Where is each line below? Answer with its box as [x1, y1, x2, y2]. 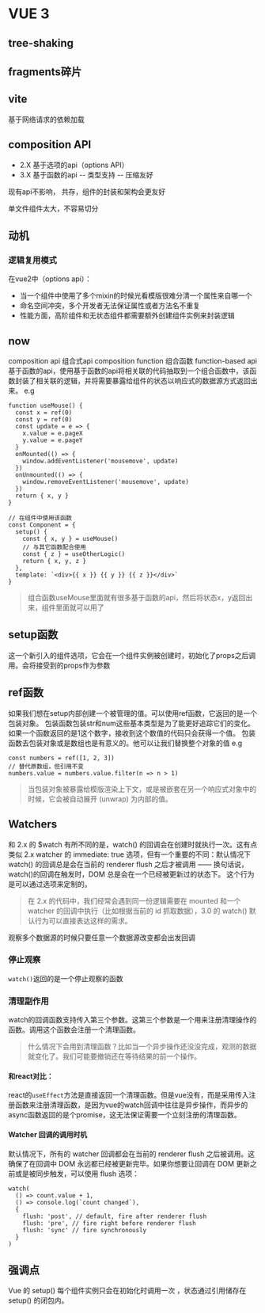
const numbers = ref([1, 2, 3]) [8, 754, 115, 762]
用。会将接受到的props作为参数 [8, 660, 111, 670]
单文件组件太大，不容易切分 [8, 204, 99, 213]
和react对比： [8, 1071, 54, 1081]
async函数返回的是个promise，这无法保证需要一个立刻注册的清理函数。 [8, 1110, 241, 1120]
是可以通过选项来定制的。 [8, 879, 92, 889]
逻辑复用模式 [8, 254, 58, 265]
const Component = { [8, 521, 77, 529]
